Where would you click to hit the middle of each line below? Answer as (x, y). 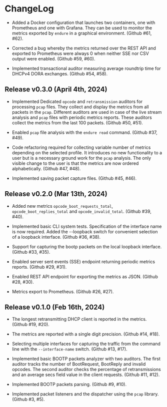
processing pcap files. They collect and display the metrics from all (80, 107)
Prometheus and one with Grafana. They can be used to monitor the (82, 27)
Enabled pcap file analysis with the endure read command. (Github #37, (85, 132)
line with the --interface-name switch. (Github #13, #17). (70, 349)
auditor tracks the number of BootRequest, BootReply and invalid (79, 364)
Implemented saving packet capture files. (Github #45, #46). (74, 178)
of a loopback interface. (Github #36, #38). (56, 237)
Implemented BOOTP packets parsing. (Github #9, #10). (69, 385)
